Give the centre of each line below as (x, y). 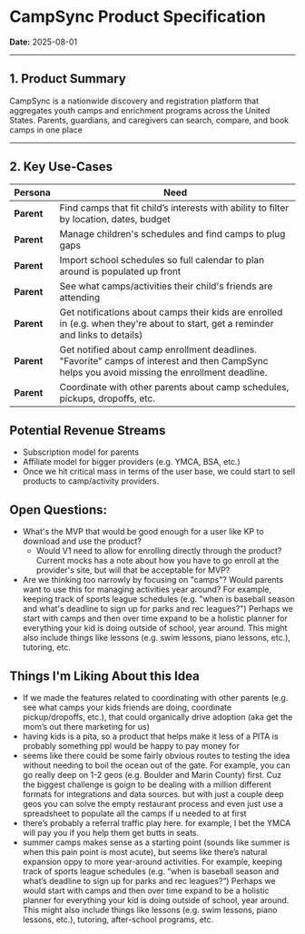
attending (80, 297)
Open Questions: (58, 510)
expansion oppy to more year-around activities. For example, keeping (152, 861)
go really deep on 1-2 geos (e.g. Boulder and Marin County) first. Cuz (152, 775)
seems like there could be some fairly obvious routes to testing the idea (156, 756)
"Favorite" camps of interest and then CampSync (164, 360)
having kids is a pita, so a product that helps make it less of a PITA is (150, 736)
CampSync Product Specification (138, 17)
